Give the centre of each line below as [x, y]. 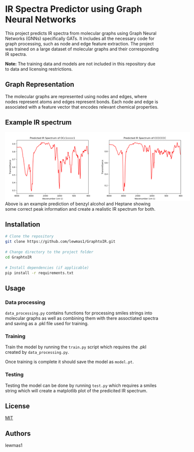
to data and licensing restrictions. [39, 69]
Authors [18, 433]
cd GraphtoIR [18, 257]
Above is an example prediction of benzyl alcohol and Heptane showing [78, 204]
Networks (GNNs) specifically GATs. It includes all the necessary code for [80, 38]
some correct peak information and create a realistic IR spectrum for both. [80, 209]
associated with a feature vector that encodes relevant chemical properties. [82, 107]
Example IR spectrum [38, 123]
